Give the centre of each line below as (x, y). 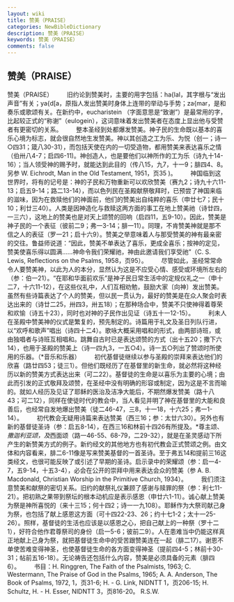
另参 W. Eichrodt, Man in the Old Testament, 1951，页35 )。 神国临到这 (114, 173)
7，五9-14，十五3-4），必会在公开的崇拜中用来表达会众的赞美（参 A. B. (109, 470)
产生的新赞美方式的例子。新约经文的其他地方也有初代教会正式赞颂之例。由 (114, 444)
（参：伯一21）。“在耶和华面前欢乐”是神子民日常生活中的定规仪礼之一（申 (112, 278)
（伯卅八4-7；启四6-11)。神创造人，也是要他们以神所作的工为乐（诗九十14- (115, 155)
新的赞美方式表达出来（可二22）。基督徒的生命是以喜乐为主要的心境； (119, 374)
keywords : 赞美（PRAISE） (43, 40)
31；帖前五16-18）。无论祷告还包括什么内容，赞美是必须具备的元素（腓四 (111, 557)
